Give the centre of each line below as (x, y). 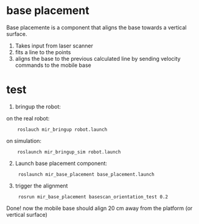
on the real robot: (28, 118)
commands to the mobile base (53, 65)
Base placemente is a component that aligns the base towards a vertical (96, 27)
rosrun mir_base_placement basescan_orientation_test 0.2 (93, 197)
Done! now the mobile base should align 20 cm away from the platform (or (100, 208)
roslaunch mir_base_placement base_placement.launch (86, 174)
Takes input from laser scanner (54, 46)
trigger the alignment (41, 186)
